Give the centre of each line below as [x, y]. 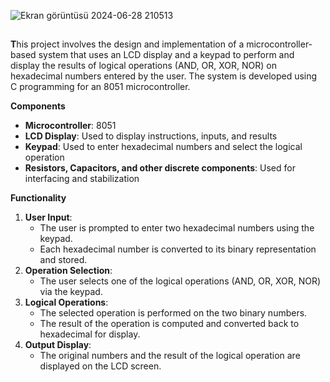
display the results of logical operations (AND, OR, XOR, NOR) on [143, 66]
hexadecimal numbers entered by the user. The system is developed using [164, 76]
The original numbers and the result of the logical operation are [170, 356]
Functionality [38, 198]
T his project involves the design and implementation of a [127, 44]
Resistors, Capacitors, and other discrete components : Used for [160, 168]
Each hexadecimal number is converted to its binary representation [178, 249]
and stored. [63, 260]
